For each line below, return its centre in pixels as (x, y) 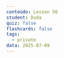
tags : (13, 34)
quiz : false (21, 23)
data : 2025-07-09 (28, 46)
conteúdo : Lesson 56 (32, 12)
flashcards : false (29, 29)
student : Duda (24, 18)
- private (24, 40)
